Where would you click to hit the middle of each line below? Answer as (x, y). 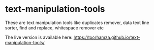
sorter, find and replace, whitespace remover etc (55, 27)
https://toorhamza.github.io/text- (107, 37)
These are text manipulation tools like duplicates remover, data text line (77, 23)
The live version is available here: (39, 37)
